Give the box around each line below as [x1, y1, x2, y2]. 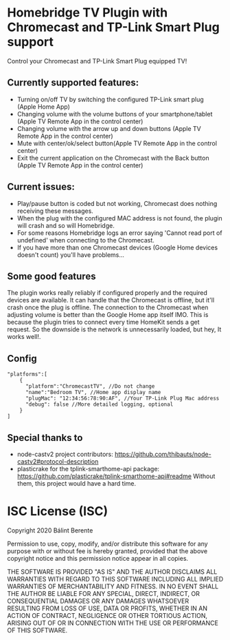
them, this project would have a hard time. [16, 479, 137, 487]
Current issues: [7, 181, 76, 193]
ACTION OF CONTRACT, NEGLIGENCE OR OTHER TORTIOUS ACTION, [7, 611, 208, 619]
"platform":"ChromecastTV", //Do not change [25, 383, 155, 390]
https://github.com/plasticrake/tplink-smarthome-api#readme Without [16, 472, 216, 480]
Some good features [7, 270, 96, 282]
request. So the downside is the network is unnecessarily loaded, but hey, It [7, 325, 222, 333]
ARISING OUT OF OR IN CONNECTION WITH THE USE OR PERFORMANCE [7, 619, 218, 627]
